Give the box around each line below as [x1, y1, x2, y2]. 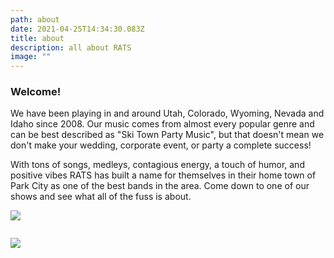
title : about [10, 33, 65, 43]
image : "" [10, 52, 52, 62]
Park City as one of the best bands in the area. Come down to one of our [10, 180, 310, 192]
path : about [10, 14, 60, 25]
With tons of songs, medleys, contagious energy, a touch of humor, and [10, 159, 305, 171]
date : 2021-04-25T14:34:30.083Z [10, 24, 145, 34]
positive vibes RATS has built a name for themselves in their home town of [10, 169, 317, 181]
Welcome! [10, 85, 62, 99]
